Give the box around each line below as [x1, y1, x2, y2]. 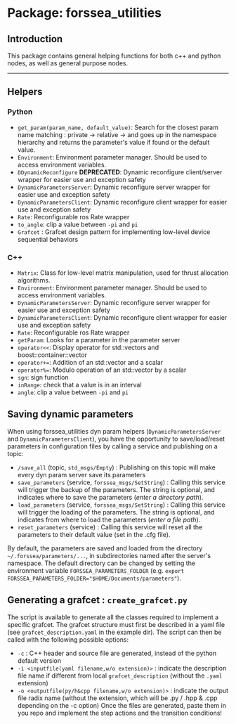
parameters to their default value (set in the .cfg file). [17, 530, 171, 538]
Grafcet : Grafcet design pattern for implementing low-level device [17, 227, 211, 236]
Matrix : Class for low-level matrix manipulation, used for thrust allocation [17, 269, 229, 277]
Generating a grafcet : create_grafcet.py [7, 594, 188, 606]
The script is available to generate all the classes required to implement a [7, 613, 219, 621]
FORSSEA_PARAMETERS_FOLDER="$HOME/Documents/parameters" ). [7, 574, 181, 582]
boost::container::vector [17, 350, 88, 359]
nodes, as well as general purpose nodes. [7, 59, 129, 67]
